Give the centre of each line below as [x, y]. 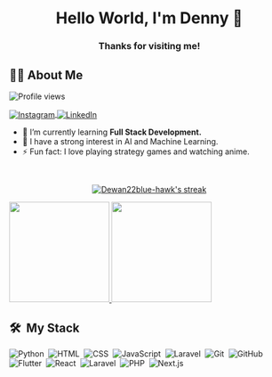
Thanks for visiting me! [149, 46]
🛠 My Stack [44, 328]
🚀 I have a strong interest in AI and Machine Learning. [120, 141]
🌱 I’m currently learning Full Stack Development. [112, 132]
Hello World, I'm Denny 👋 [149, 18]
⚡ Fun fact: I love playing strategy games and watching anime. [136, 152]
